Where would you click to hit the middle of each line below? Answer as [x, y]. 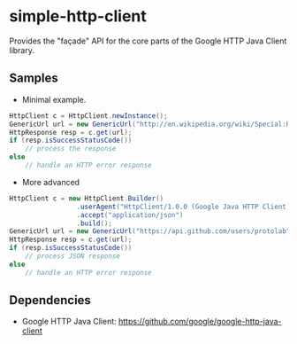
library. [22, 50]
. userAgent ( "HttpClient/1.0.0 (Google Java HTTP [168, 207]
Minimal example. [54, 99]
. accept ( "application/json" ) [130, 215]
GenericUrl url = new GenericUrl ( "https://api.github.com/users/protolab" [150, 231]
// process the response [71, 149]
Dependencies [50, 300]
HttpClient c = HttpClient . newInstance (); [88, 116]
